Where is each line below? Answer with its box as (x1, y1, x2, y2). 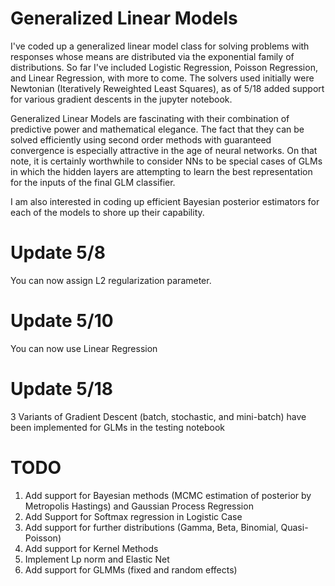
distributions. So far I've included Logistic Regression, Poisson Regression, (10, 61, 318, 73)
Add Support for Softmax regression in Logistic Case (24, 510, 243, 522)
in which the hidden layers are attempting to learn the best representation (10, 165, 313, 177)
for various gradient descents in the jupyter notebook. (10, 93, 233, 105)
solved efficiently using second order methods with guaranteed (10, 133, 272, 146)
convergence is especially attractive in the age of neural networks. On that (10, 144, 318, 156)
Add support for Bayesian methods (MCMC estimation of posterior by (24, 489, 312, 501)
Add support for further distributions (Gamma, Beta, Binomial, (24, 521, 279, 533)
